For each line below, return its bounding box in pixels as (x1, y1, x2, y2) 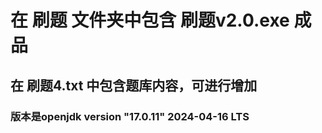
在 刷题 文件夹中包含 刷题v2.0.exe (10, 9, 290, 32)
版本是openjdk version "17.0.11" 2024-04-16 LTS (10, 109, 250, 123)
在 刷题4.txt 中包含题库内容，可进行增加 (10, 77, 258, 94)
